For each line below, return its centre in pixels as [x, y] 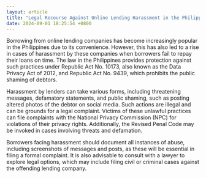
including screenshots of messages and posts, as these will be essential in [101, 149]
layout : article [27, 12]
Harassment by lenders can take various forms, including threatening [93, 92]
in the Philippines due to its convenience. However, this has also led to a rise [103, 47]
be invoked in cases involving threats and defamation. [74, 131]
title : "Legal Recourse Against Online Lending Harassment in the [93, 18]
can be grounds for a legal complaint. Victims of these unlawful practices [99, 111]
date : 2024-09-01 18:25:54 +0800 [49, 23]
